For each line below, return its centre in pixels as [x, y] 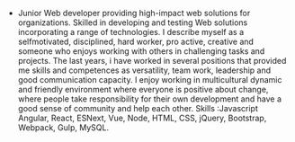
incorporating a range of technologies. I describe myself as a [131, 32]
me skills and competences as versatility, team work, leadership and [144, 70]
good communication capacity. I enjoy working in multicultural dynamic [150, 80]
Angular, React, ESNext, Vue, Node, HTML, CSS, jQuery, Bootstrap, [142, 118]
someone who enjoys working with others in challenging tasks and [141, 51]
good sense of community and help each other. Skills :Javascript [138, 108]
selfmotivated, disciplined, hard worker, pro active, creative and [136, 41]
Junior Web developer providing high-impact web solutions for [134, 13]
